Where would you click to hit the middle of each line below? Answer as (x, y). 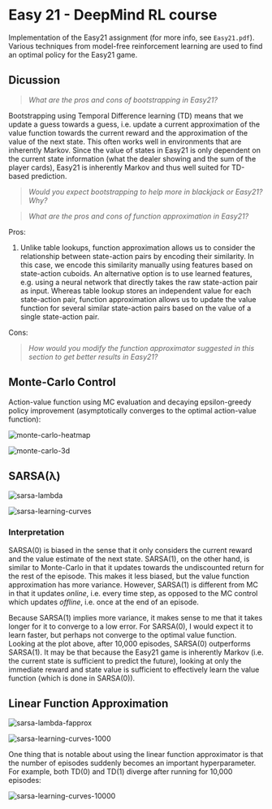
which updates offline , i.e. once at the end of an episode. (104, 602)
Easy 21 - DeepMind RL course (113, 15)
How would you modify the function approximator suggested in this (141, 348)
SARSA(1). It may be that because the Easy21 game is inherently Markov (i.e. (136, 652)
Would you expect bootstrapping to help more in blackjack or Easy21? (145, 192)
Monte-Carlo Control (62, 382)
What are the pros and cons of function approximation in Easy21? (138, 216)
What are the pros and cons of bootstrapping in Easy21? (123, 100)
